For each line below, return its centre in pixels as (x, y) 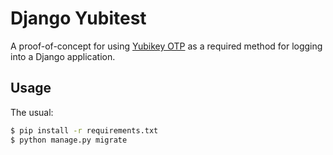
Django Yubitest (78, 18)
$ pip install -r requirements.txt (84, 130)
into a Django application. (63, 56)
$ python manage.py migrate (69, 140)
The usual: (32, 112)
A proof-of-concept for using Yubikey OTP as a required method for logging (166, 46)
